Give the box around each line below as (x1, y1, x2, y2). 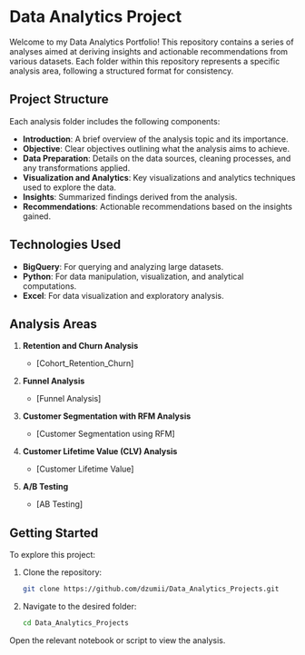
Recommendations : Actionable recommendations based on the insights (22, 201, 293, 212)
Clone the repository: (22, 567, 103, 578)
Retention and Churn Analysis (22, 341, 139, 352)
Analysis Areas (9, 316, 98, 332)
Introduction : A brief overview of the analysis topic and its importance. (22, 134, 289, 144)
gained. (22, 211, 52, 222)
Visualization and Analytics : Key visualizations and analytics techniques (22, 172, 296, 183)
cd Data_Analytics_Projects (22, 619, 129, 628)
